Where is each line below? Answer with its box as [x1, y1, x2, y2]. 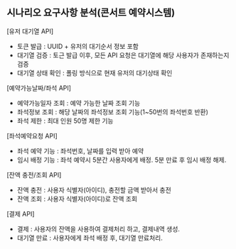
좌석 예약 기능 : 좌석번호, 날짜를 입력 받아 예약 [16, 146, 144, 155]
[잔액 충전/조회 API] [6, 170, 62, 179]
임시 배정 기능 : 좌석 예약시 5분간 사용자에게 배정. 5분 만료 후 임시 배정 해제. [16, 155, 227, 164]
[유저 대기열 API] [6, 27, 54, 35]
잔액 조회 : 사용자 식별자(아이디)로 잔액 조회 [16, 194, 138, 203]
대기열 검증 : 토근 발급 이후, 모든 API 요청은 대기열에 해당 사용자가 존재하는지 [16, 50, 230, 59]
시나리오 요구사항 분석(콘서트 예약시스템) [6, 6, 176, 19]
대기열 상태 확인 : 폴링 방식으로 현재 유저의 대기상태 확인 [16, 68, 173, 77]
